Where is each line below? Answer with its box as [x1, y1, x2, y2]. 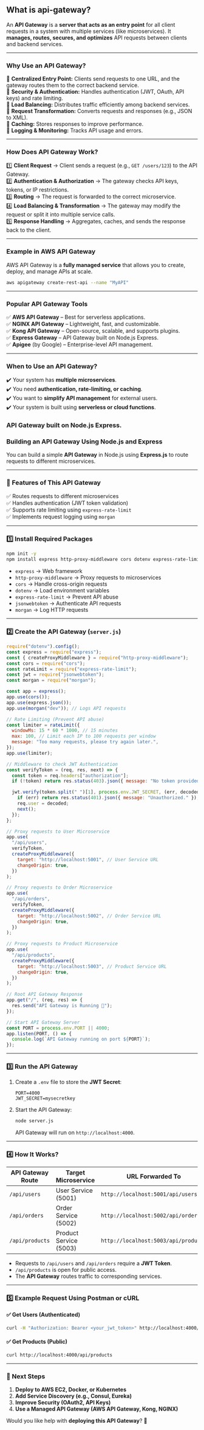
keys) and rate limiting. [6, 94, 64, 102]
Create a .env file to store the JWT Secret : [15, 1078, 122, 1086]
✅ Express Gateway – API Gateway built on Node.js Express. [6, 334, 159, 341]
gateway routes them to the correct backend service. [6, 82, 140, 89]
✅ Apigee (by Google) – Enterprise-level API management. [6, 341, 153, 348]
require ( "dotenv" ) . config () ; [6, 644, 80, 650]
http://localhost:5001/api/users [101, 1190, 197, 1198]
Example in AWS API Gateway [6, 248, 96, 256]
